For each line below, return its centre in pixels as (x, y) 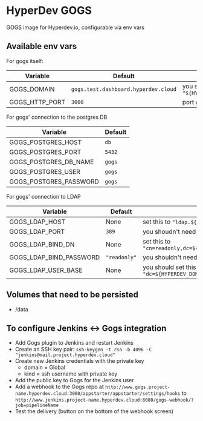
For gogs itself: (25, 61)
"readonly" (121, 257)
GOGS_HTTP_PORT (37, 102)
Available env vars (42, 46)
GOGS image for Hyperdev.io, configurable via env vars (76, 27)
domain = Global (44, 368)
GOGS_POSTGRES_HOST (46, 142)
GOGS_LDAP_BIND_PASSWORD (55, 257)
